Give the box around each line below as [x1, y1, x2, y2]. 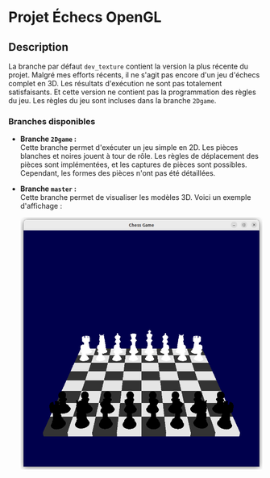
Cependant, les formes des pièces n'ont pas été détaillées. [19, 168, 216, 178]
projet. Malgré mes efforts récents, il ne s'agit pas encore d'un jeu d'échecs [8, 70, 260, 80]
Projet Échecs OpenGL [8, 8, 162, 27]
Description [8, 40, 69, 54]
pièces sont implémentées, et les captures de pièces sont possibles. [19, 160, 247, 169]
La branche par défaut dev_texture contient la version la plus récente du [8, 61, 248, 71]
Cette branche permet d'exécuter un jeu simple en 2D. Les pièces [19, 143, 239, 152]
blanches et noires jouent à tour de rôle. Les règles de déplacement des [19, 152, 260, 161]
